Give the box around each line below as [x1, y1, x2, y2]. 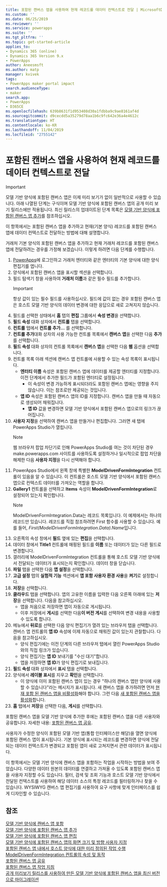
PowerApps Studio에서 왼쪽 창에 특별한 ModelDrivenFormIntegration [12, 467, 153, 473]
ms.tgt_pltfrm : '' [5, 35, 44, 40]
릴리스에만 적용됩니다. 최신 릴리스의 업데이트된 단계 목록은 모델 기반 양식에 [10, 207, 155, 213]
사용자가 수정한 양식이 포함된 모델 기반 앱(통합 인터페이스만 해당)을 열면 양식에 [5, 731, 157, 737]
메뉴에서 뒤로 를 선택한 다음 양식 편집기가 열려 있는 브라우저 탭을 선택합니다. [12, 622, 159, 628]
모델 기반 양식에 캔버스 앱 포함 [5, 820, 64, 826]
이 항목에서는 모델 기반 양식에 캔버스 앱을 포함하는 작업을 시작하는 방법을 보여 [5, 759, 155, 765]
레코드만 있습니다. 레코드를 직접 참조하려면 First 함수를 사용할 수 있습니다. [12, 518, 156, 524]
